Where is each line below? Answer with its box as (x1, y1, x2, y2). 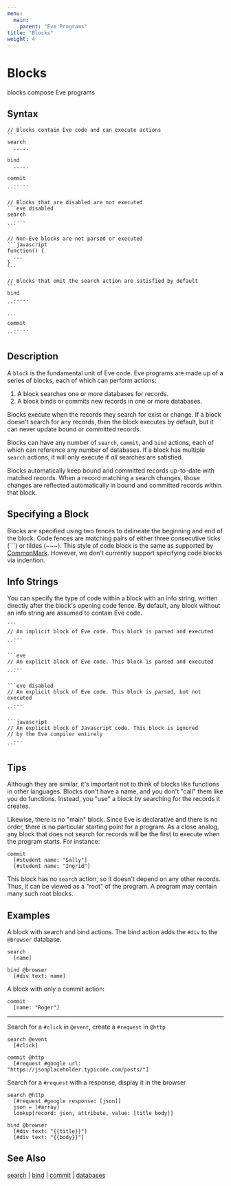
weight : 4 (7, 36, 36, 43)
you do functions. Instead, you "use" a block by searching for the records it (7, 795, 220, 803)
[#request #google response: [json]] (13, 1098, 122, 1105)
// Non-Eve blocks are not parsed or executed (7, 235, 143, 242)
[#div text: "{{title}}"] (13, 1127, 88, 1135)
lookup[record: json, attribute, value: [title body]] (13, 1109, 174, 1116)
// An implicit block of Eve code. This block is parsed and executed (7, 629, 214, 635)
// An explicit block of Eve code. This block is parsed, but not (7, 689, 201, 695)
